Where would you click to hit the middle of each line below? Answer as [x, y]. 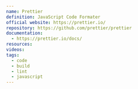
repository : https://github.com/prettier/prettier [69, 28]
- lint [19, 71]
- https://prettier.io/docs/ [47, 39]
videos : [15, 50]
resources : [19, 44]
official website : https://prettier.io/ [56, 22]
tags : [13, 55]
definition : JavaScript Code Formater [53, 17]
